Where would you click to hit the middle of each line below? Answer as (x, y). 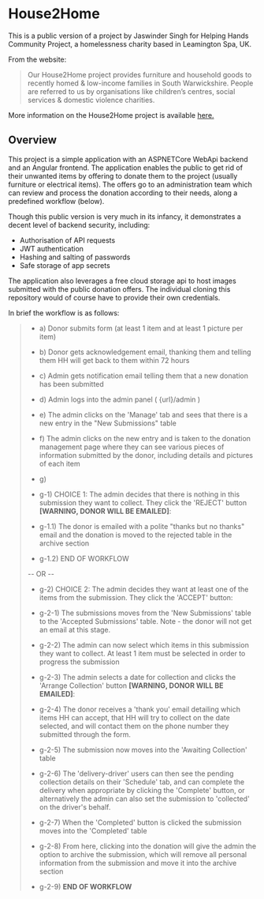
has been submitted (71, 383)
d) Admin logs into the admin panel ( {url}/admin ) (120, 399)
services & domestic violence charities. (91, 100)
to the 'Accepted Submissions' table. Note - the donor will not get (145, 621)
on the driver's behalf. (75, 806)
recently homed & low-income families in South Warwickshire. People (140, 83)
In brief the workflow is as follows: (64, 312)
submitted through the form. (85, 734)
